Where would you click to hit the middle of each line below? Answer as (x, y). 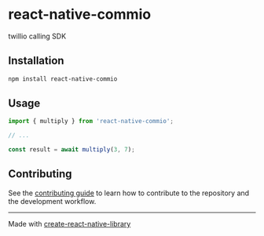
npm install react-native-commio (63, 79)
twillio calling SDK (37, 36)
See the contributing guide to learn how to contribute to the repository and (129, 193)
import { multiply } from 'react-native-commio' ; (91, 122)
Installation (36, 61)
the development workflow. (52, 201)
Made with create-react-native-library (70, 223)
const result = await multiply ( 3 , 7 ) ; (71, 150)
